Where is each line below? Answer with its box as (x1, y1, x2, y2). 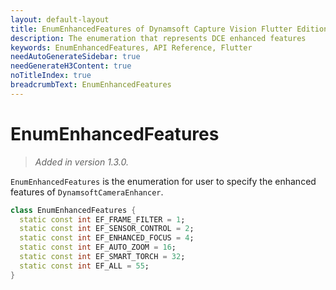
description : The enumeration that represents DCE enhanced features (10, 33, 307, 43)
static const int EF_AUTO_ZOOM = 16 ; (19, 242, 177, 253)
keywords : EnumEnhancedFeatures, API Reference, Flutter (10, 42, 253, 53)
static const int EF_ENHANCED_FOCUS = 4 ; (19, 233, 195, 243)
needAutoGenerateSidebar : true (10, 52, 141, 62)
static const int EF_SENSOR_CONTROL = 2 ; (19, 224, 195, 234)
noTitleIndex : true (10, 71, 92, 81)
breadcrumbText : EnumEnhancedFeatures (10, 80, 172, 90)
